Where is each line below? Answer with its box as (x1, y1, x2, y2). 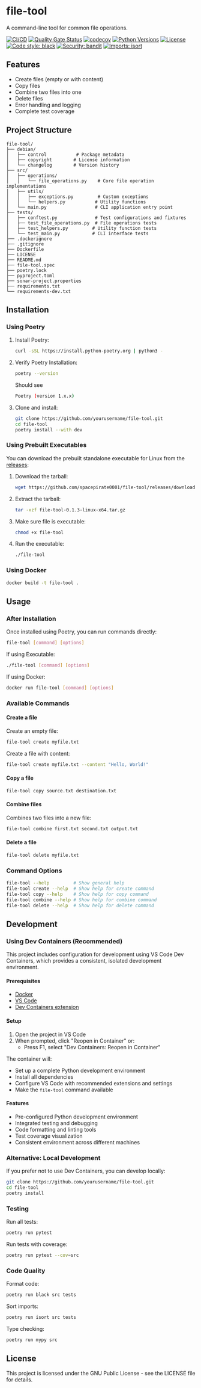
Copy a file (6, 774, 34, 782)
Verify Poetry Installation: (14, 359, 78, 366)
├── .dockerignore (6, 236, 52, 242)
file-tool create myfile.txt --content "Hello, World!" (6, 761, 149, 768)
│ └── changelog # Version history (6, 162, 119, 168)
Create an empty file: (6, 727, 58, 735)
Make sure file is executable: (14, 517, 86, 525)
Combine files (6, 801, 42, 808)
